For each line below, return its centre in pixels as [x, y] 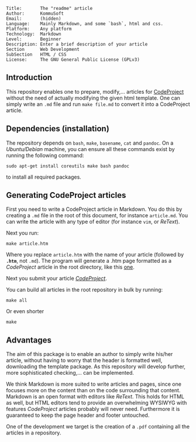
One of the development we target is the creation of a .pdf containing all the [98, 427]
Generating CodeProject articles [66, 195]
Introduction [29, 78]
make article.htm [27, 244]
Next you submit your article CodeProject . [56, 279]
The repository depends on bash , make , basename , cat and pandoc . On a [90, 143]
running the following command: [45, 155]
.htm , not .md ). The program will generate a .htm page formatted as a [89, 261]
